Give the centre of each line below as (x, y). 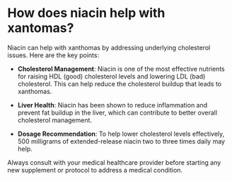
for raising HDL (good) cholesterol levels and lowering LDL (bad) (111, 76)
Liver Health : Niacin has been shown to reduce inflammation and (112, 105)
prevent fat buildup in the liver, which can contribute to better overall (117, 112)
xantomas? (41, 28)
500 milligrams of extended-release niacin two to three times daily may (121, 141)
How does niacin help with (86, 13)
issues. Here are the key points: (53, 55)
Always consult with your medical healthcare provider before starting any (114, 162)
